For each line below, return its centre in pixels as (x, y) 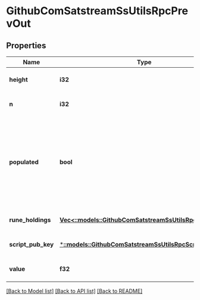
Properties (26, 45)
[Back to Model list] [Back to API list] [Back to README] (74, 291)
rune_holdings (30, 220)
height (18, 80)
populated (24, 162)
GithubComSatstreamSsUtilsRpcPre (97, 11)
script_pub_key (32, 244)
